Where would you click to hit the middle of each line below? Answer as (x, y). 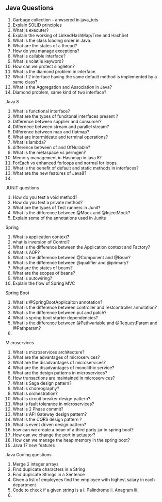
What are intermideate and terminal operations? (60, 137)
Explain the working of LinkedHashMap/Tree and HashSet (70, 35)
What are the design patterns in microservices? (60, 372)
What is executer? (31, 30)
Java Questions (30, 8)
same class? (25, 82)
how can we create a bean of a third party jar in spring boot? (73, 429)
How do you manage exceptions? (46, 51)
